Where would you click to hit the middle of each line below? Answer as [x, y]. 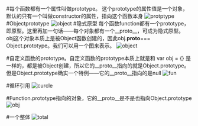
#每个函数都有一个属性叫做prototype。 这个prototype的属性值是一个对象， [97, 9]
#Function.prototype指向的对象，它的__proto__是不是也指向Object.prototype [99, 98]
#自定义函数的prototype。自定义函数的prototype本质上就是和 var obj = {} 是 [98, 58]
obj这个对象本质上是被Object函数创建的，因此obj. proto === [78, 38]
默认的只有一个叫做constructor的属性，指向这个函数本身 [75, 16]
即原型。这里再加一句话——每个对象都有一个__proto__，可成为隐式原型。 [95, 31]
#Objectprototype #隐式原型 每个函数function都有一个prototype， [98, 23]
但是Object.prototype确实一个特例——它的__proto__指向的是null [84, 73]
